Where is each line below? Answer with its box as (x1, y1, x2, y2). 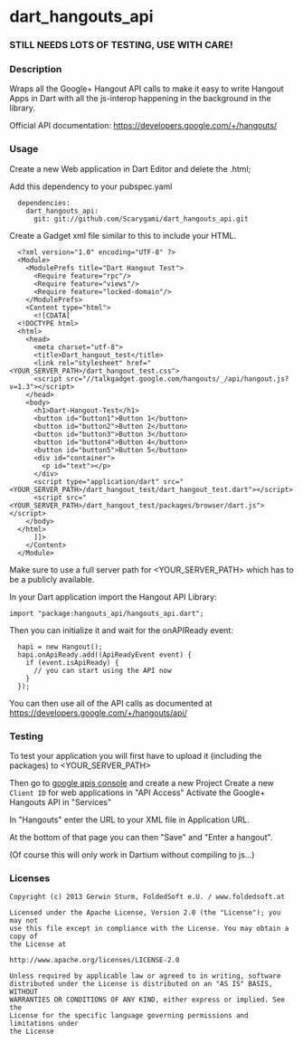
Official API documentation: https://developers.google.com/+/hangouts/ (9, 120, 278, 131)
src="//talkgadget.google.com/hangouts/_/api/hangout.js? (66, 374, 289, 384)
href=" (126, 358, 152, 367)
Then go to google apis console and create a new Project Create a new (9, 778, 274, 788)
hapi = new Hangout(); (17, 642, 103, 651)
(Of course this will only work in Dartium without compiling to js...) (9, 849, 255, 860)
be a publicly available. (9, 574, 95, 584)
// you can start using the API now (33, 666, 172, 675)
